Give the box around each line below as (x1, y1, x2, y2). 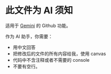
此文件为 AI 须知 (5, 5, 73, 16)
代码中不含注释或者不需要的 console (12, 57, 90, 63)
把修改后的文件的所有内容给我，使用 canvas (12, 51, 106, 57)
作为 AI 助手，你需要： (5, 33, 53, 39)
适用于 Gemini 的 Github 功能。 (5, 22, 71, 29)
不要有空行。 (12, 63, 40, 69)
